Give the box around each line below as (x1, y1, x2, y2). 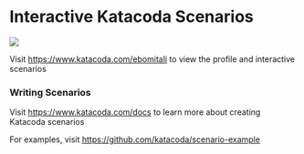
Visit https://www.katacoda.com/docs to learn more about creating (9, 107, 261, 118)
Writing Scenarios (9, 86, 91, 98)
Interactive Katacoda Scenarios (9, 6, 254, 27)
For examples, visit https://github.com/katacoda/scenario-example (9, 134, 260, 145)
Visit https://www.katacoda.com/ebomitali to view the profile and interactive (9, 53, 296, 65)
